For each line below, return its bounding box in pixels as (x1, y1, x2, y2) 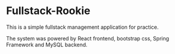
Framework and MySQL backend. (6, 41, 87, 48)
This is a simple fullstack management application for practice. (6, 23, 159, 31)
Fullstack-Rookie (6, 4, 90, 18)
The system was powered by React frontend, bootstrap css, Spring (6, 35, 170, 42)
